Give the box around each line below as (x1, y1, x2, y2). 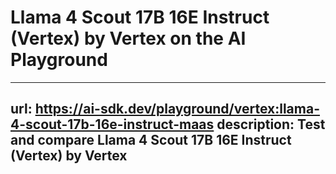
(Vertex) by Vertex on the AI (10, 27, 247, 50)
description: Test (216, 116, 326, 133)
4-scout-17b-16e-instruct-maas (10, 116, 215, 133)
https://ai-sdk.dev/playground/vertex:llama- (34, 101, 320, 118)
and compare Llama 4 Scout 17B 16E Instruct (10, 132, 292, 149)
